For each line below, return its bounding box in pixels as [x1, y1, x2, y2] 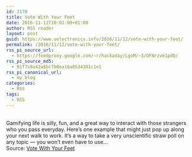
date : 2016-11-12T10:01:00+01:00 [6, 20, 89, 25]
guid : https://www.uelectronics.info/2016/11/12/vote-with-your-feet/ [6, 36, 184, 42]
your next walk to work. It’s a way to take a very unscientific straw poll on [6, 132, 184, 139]
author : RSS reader [6, 25, 54, 31]
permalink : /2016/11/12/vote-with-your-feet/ [6, 42, 120, 48]
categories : [6, 81, 35, 86]
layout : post [6, 31, 38, 37]
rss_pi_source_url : [6, 47, 54, 53]
